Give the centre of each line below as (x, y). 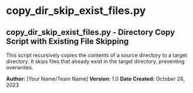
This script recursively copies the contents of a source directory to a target (97, 55)
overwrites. (20, 67)
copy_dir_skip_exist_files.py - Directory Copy (90, 32)
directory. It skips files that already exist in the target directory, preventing (95, 61)
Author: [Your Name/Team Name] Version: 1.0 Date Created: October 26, (95, 79)
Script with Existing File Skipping (67, 41)
